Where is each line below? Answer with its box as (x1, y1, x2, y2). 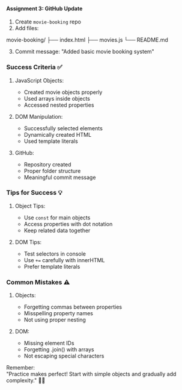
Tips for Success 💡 (6, 189, 62, 197)
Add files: (14, 25, 39, 32)
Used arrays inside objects (23, 95, 91, 102)
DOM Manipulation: (14, 113, 63, 120)
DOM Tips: (14, 238, 42, 245)
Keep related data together (23, 227, 91, 234)
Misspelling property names (23, 310, 93, 317)
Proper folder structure (23, 167, 81, 174)
